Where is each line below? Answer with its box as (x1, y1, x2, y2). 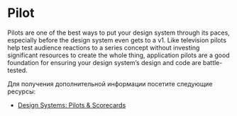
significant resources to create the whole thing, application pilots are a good (7, 51, 230, 59)
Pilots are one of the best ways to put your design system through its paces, (7, 28, 231, 37)
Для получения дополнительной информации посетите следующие (7, 79, 213, 88)
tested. (7, 66, 28, 74)
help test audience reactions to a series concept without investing (7, 43, 200, 52)
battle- (202, 58, 223, 66)
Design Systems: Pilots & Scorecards (17, 100, 126, 109)
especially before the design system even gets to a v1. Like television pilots (7, 35, 227, 44)
